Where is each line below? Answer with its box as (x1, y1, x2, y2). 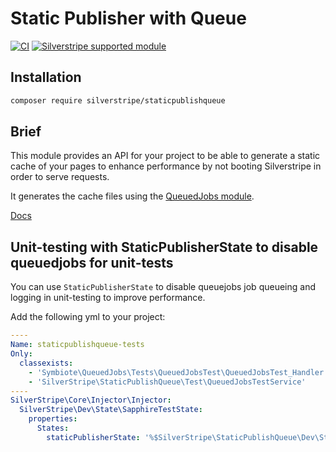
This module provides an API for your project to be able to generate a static (10, 150, 321, 162)
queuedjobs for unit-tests (10, 254, 174, 271)
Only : (10, 349, 33, 359)
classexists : (19, 358, 74, 368)
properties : (28, 414, 78, 424)
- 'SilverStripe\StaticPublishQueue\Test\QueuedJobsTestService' (28, 377, 307, 387)
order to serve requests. (10, 171, 110, 183)
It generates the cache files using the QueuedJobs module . (10, 190, 255, 202)
